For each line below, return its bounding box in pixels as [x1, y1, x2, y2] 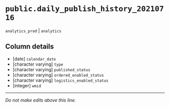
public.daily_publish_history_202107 [5, 4, 164, 14]
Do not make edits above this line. [5, 97, 76, 103]
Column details [5, 42, 54, 51]
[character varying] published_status [12, 66, 91, 72]
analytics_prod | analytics [5, 27, 62, 34]
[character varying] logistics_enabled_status [12, 77, 109, 83]
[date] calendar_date [12, 56, 56, 62]
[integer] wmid [12, 82, 41, 88]
